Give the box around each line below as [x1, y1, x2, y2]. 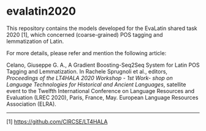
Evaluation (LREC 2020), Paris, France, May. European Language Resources [6, 94, 199, 101]
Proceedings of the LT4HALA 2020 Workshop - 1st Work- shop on [6, 74, 174, 81]
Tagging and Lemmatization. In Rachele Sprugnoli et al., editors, [6, 67, 167, 75]
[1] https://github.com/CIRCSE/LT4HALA [6, 118, 108, 125]
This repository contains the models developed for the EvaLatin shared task [6, 24, 197, 32]
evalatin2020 [6, 4, 77, 18]
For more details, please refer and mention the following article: [6, 49, 167, 56]
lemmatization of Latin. [6, 37, 64, 45]
